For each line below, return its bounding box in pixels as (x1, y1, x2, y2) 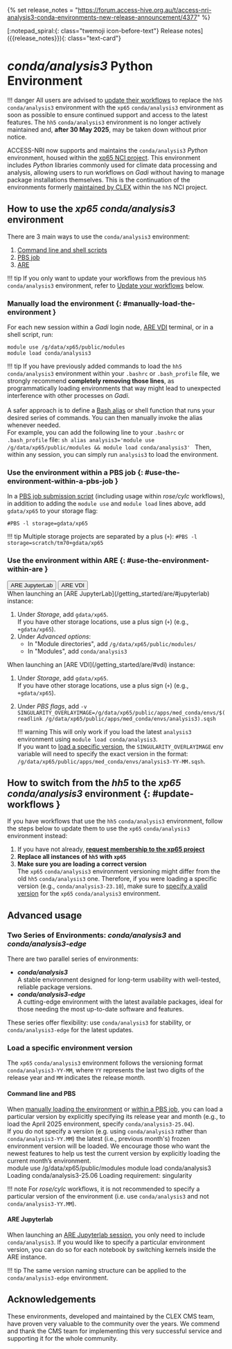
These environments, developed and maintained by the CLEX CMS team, (7, 1312, 215, 1320)
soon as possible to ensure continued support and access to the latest (7, 110, 208, 119)
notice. (7, 132, 27, 141)
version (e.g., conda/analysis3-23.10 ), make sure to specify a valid (17, 882, 208, 890)
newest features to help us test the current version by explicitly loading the (7, 1149, 220, 1157)
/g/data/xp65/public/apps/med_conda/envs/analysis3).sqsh (45, 715, 216, 722)
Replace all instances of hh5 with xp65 (17, 853, 127, 861)
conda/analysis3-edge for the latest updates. (7, 1026, 134, 1034)
